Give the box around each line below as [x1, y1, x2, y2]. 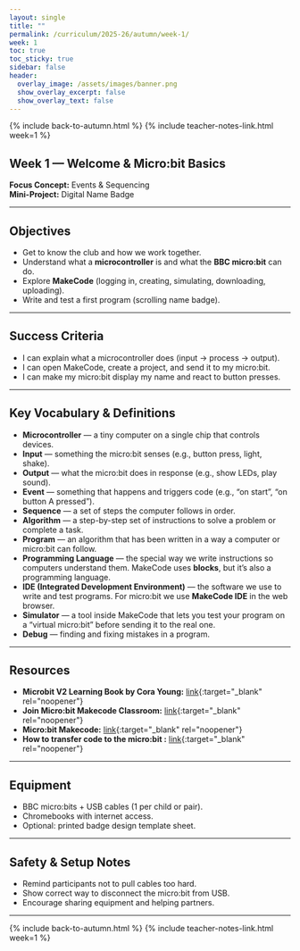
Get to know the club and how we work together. [21, 247, 202, 257]
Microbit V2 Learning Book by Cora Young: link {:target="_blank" [21, 687, 263, 697]
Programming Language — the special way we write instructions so [21, 553, 274, 563]
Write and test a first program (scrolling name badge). [21, 295, 221, 304]
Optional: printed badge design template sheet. [21, 821, 196, 831]
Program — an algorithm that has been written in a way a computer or [21, 533, 280, 545]
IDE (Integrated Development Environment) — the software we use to [21, 581, 282, 592]
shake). [21, 457, 50, 469]
